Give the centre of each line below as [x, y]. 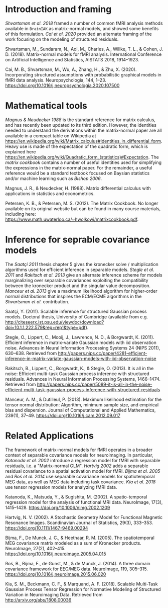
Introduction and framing [58, 9]
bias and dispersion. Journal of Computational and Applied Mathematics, [80, 410]
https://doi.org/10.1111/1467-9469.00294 [47, 528]
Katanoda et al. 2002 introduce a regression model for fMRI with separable [83, 460]
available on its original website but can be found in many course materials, [83, 208]
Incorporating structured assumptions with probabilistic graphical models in [83, 74]
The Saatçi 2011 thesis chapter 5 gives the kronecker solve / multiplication [82, 264]
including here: [21, 214]
